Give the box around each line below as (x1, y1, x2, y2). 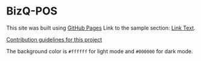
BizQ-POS (6, 4, 58, 18)
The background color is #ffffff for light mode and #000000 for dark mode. (6, 47, 193, 55)
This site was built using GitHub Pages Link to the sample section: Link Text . (6, 24, 196, 31)
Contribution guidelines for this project (6, 36, 103, 43)
